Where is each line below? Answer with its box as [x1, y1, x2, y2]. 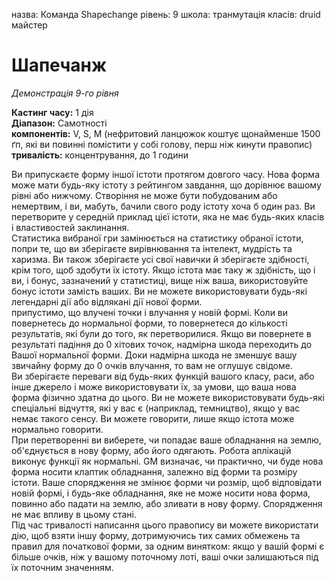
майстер [11, 19, 48, 31]
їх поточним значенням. [11, 561, 114, 573]
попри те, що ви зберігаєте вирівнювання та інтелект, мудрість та [11, 242, 293, 254]
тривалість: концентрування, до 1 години [11, 149, 189, 161]
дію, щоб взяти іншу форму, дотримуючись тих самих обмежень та [11, 529, 301, 541]
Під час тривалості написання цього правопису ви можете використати [11, 519, 319, 531]
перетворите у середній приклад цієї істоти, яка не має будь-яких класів [11, 210, 325, 223]
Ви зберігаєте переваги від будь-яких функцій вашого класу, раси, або [11, 370, 315, 382]
